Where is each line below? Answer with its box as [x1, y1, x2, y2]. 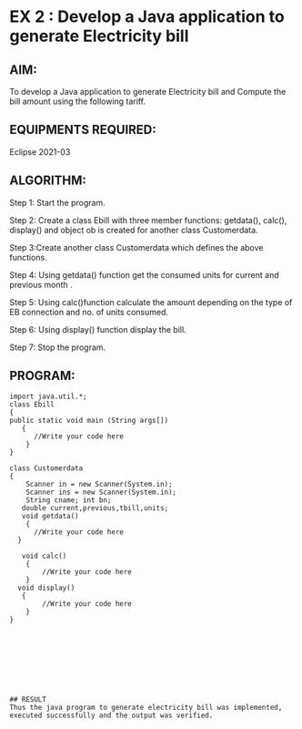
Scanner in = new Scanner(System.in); [25, 480, 173, 489]
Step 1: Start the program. [9, 197, 106, 208]
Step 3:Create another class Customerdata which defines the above [9, 241, 264, 252]
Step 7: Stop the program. [9, 342, 106, 353]
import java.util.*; [9, 392, 88, 402]
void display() [17, 583, 75, 593]
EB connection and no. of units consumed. [9, 306, 169, 317]
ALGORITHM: [9, 173, 86, 189]
